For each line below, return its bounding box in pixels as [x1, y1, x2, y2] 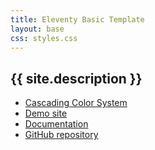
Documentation [24, 118, 89, 130]
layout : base [10, 24, 65, 34]
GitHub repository [24, 129, 99, 141]
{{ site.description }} [10, 70, 143, 87]
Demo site [24, 107, 68, 120]
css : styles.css [10, 33, 78, 43]
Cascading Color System [24, 97, 128, 109]
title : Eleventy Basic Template [10, 14, 145, 25]
